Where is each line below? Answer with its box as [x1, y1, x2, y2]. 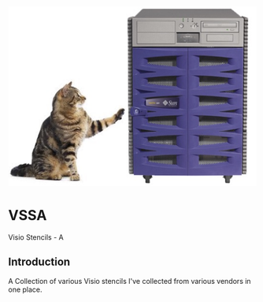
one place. [8, 285, 43, 294]
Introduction [8, 255, 71, 269]
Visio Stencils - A [8, 232, 65, 242]
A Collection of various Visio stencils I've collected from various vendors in [8, 276, 251, 285]
